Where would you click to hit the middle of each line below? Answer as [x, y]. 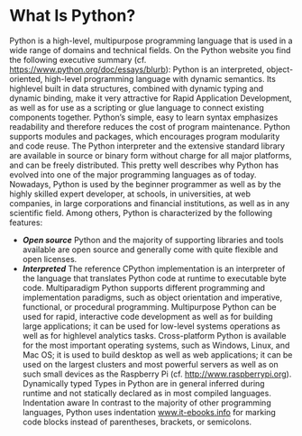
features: [26, 223]
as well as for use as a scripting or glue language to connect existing [137, 107]
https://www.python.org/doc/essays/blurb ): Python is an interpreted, [137, 69]
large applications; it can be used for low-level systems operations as [151, 326]
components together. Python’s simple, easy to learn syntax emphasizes [144, 117]
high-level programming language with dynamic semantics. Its [160, 78]
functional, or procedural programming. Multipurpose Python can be [149, 306]
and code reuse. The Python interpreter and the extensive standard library [147, 146]
